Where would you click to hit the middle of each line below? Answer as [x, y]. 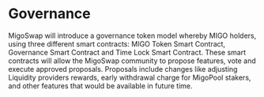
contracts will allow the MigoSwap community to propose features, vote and [132, 61]
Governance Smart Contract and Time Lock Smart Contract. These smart [127, 52]
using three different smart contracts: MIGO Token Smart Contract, [117, 43]
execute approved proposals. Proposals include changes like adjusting [123, 69]
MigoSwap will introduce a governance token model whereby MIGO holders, [132, 35]
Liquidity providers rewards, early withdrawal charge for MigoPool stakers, [130, 77]
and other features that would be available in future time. [100, 86]
